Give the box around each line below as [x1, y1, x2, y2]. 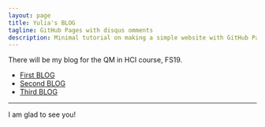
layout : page [8, 11, 51, 20]
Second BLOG [19, 79, 65, 88]
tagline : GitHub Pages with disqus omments [8, 26, 154, 34]
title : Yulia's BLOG [8, 19, 77, 27]
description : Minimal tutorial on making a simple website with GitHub [8, 33, 248, 42]
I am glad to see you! [8, 110, 77, 119]
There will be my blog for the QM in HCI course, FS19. [8, 55, 183, 65]
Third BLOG [19, 88, 58, 97]
